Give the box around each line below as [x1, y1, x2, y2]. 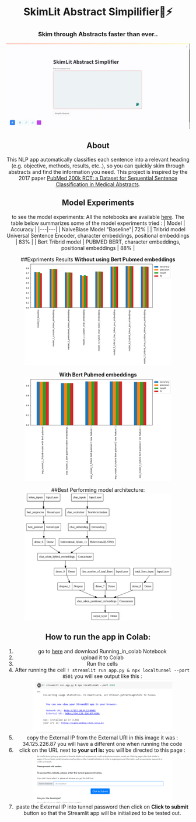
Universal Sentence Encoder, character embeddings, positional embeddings [6, 232, 190, 239]
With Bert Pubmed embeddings [59, 371, 137, 378]
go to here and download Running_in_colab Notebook [37, 648, 167, 655]
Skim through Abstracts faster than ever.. [37, 30, 159, 39]
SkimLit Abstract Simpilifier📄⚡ [23, 5, 173, 19]
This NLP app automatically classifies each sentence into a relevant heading [6, 156, 190, 163]
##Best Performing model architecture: [51, 486, 145, 493]
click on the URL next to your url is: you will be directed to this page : [19, 746, 185, 753]
